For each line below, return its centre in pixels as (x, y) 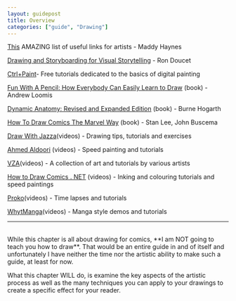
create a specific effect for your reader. (64, 290)
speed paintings (31, 184)
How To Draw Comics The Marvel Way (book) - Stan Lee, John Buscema (112, 122)
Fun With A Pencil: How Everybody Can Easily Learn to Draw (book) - (108, 88)
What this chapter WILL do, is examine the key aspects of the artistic (106, 276)
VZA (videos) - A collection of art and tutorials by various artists (99, 163)
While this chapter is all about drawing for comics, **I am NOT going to (111, 239)
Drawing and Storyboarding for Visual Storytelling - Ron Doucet (99, 60)
